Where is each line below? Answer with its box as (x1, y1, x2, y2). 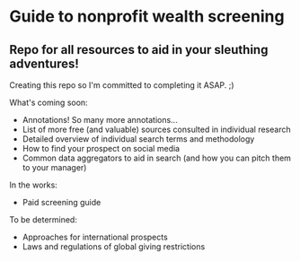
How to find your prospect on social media (22, 144, 181, 153)
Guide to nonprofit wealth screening (9, 6, 285, 27)
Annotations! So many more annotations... (22, 115, 178, 125)
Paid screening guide (22, 197, 101, 207)
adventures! (9, 56, 79, 71)
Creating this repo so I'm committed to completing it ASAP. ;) (9, 80, 235, 91)
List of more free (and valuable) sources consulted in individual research (22, 124, 291, 135)
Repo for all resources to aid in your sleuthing (9, 42, 269, 57)
